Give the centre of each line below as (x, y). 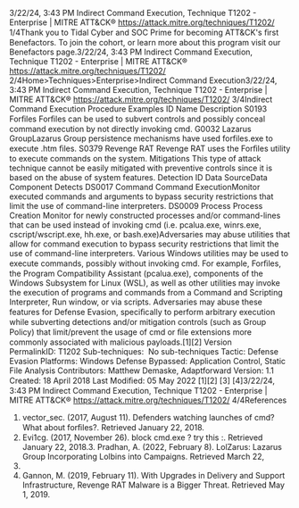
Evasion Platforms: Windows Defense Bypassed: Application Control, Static (148, 361)
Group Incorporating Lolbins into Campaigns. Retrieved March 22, (143, 456)
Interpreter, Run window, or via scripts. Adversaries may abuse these (136, 302)
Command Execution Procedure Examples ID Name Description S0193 (138, 109)
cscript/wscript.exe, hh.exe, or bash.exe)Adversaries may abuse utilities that (150, 234)
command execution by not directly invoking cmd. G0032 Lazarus (130, 129)
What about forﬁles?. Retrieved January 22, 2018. (113, 427)
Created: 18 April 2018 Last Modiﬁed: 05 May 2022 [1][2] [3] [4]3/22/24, (142, 380)
